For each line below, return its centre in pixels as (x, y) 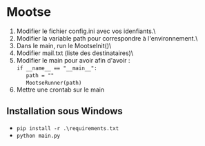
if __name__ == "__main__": (57, 68)
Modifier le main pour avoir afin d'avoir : (73, 60)
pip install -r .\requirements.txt (68, 128)
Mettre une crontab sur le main (60, 90)
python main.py (38, 136)
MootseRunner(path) (54, 83)
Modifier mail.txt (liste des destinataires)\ (75, 53)
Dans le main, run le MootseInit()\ (64, 45)
